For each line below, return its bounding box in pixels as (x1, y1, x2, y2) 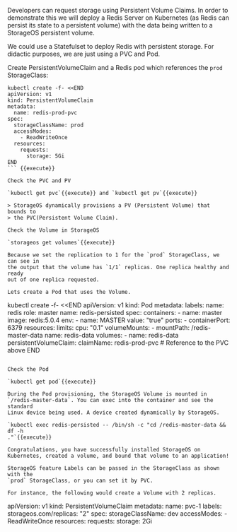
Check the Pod (7, 366, 50, 373)
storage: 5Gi (25, 153, 65, 160)
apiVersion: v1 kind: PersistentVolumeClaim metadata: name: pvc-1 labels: (7, 502, 222, 510)
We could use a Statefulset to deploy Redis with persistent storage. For (7, 42, 214, 50)
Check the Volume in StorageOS (7, 227, 100, 234)
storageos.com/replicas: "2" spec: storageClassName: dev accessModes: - (7, 509, 228, 518)
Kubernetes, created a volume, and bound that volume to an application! (7, 452, 230, 459)
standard (7, 403, 33, 410)
